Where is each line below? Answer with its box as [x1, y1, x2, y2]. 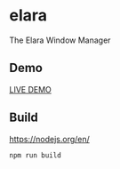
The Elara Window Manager [9, 35, 111, 45]
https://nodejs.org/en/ [9, 133, 91, 144]
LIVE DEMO [9, 84, 52, 94]
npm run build [9, 150, 62, 160]
